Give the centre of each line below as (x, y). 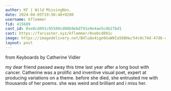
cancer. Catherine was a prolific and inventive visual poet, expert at (76, 72)
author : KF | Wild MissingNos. (38, 10)
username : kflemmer (26, 19)
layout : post (19, 43)
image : (12, 38)
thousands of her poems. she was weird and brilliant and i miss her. (76, 83)
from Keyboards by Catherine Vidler (43, 57)
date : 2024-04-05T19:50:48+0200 (39, 15)
